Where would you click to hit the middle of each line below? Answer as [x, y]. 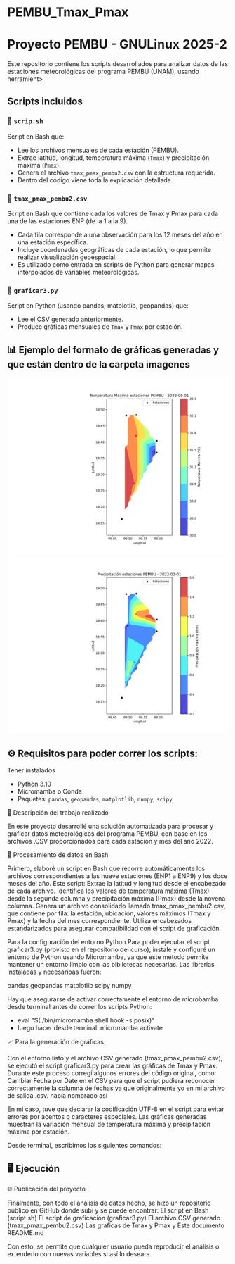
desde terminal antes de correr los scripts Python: [80, 1007]
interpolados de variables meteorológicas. [78, 273]
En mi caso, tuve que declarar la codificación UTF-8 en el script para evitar [116, 1109]
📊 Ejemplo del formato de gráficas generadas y [113, 350]
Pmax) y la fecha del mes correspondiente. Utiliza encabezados [99, 921]
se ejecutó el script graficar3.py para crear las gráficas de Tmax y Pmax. [112, 1066]
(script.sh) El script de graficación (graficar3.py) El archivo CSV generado [114, 1218]
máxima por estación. [39, 1132]
